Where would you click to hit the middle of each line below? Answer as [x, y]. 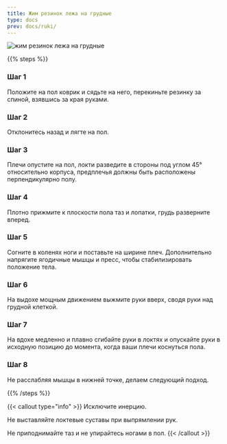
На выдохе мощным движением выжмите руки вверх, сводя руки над [110, 300]
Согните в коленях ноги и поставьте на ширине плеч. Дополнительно [109, 252]
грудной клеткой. [33, 307]
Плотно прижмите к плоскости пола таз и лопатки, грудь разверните [109, 212]
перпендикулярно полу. [42, 179]
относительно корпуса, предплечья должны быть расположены [101, 172]
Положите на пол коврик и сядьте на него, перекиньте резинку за [104, 92]
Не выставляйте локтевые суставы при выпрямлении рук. [93, 419]
